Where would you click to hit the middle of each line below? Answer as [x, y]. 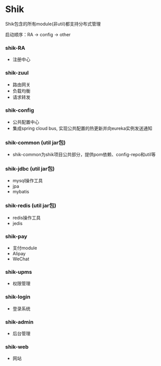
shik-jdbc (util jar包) [30, 169]
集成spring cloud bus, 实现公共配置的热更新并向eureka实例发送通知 [82, 128]
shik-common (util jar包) [35, 142]
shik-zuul [17, 73]
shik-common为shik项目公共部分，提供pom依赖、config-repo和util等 [84, 155]
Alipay [19, 254]
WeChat [21, 259]
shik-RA [15, 48]
